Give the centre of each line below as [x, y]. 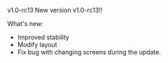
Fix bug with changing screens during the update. [89, 52]
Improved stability [43, 37]
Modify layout [37, 44]
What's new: [25, 23]
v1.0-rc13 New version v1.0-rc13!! [55, 10]
